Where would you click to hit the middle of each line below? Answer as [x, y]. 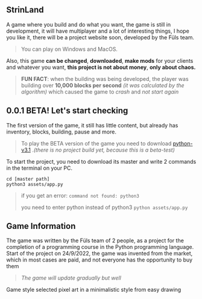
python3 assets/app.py [35, 184]
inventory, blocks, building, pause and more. [61, 132]
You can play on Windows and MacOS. [69, 49]
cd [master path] [28, 179]
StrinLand [25, 10]
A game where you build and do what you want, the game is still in [89, 24]
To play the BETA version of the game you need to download [96, 143]
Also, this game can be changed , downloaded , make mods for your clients [100, 60]
